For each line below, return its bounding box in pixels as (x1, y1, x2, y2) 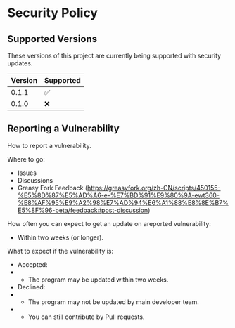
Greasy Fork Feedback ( (17, 183, 88, 192)
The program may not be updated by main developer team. (27, 297, 199, 306)
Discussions (17, 176, 53, 184)
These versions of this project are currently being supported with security (7, 51, 222, 60)
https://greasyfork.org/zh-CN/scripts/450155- (87, 183, 221, 192)
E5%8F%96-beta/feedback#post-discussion (17, 206, 148, 214)
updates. (7, 59, 33, 67)
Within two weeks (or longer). (17, 233, 104, 242)
